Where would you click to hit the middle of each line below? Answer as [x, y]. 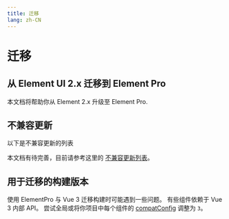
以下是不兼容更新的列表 [40, 143]
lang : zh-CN [24, 20]
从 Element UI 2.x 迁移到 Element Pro [87, 84]
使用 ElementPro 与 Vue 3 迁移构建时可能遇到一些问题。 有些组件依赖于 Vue [115, 200]
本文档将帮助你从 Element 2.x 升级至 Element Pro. [77, 101]
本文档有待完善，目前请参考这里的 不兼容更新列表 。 [80, 158]
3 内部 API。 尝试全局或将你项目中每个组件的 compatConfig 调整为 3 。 [107, 208]
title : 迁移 [23, 13]
